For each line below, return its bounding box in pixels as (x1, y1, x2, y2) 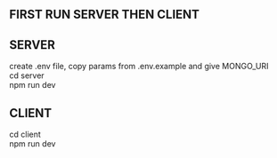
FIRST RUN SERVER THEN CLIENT (9, 7, 200, 22)
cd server (9, 70, 45, 81)
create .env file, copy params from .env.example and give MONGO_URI (9, 61, 269, 72)
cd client (9, 129, 42, 140)
